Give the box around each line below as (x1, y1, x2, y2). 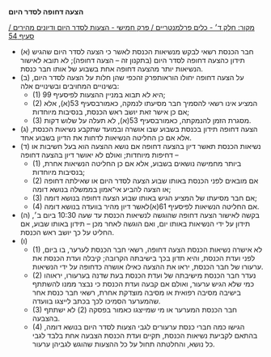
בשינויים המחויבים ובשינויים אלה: (19, 81, 120, 91)
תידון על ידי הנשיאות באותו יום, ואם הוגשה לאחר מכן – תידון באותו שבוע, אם (19, 219, 251, 228)
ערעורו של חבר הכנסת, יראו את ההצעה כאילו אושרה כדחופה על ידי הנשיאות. (32, 262, 264, 271)
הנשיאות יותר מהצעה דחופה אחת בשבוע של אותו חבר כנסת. (19, 64, 204, 74)
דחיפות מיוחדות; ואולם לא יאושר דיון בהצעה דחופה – (19, 150, 180, 159)
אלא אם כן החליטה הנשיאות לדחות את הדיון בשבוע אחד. (19, 133, 192, 142)
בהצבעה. (32, 313, 61, 323)
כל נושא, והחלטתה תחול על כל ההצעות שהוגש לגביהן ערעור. (32, 339, 216, 349)
